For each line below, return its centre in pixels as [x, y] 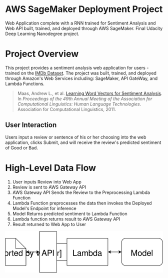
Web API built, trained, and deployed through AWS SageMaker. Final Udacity [84, 28]
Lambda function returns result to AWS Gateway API [66, 219]
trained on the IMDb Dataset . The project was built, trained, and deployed [81, 73]
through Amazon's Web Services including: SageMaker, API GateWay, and [81, 78]
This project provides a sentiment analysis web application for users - [77, 67]
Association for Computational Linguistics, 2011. [67, 109]
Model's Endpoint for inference [44, 208]
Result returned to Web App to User [49, 224]
